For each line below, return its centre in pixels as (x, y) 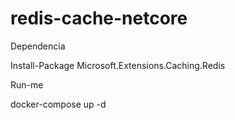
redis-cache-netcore (99, 18)
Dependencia (38, 46)
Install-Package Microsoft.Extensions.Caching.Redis (118, 65)
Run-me (27, 84)
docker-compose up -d (58, 104)
